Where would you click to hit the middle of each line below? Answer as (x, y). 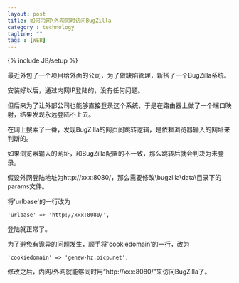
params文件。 (28, 186)
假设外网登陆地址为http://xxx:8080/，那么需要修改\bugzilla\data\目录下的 (115, 178)
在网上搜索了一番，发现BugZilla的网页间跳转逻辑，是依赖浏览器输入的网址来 (119, 129)
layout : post (27, 14)
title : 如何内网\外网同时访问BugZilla (59, 21)
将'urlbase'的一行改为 (39, 202)
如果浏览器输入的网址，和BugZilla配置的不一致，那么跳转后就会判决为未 (113, 154)
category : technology (41, 27)
